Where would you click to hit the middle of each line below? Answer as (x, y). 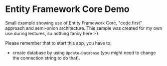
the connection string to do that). (46, 58)
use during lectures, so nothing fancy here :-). (52, 33)
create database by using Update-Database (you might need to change (84, 53)
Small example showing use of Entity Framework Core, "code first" (74, 23)
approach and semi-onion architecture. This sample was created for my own (84, 28)
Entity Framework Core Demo (67, 9)
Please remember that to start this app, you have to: (58, 43)
